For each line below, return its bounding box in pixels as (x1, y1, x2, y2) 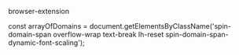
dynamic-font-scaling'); (8, 38, 85, 47)
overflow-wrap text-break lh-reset (53, 30, 164, 39)
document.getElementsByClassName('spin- (89, 22, 232, 30)
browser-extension (8, 7, 70, 15)
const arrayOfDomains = (8, 22, 88, 30)
